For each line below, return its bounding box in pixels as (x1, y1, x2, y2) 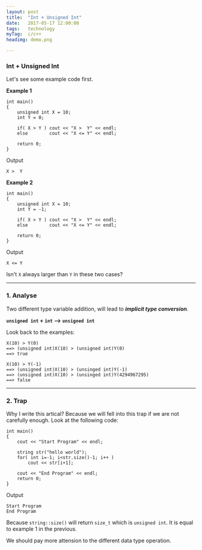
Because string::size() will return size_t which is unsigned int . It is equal (6, 519, 194, 526)
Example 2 (6, 179, 33, 187)
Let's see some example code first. (6, 76, 93, 83)
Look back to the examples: (6, 329, 75, 336)
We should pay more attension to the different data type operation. (6, 537, 171, 544)
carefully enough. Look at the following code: (6, 416, 118, 424)
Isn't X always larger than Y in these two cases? (6, 271, 123, 278)
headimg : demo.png (6, 37, 52, 43)
